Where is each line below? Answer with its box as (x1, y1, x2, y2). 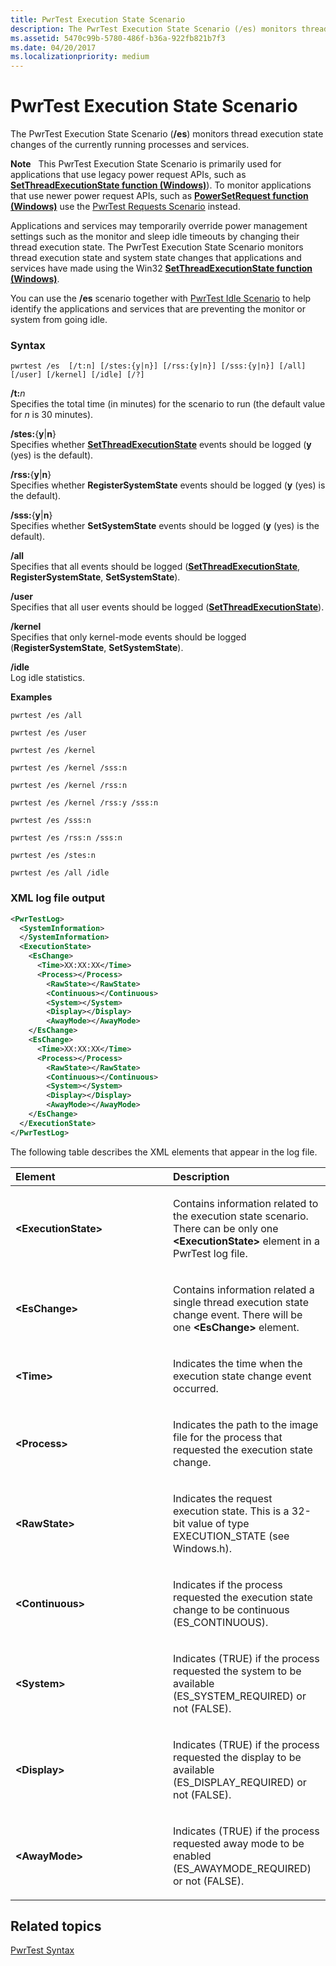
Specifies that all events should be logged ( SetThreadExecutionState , (10, 561, 301, 573)
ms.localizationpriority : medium (10, 52, 150, 62)
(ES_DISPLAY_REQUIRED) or (173, 1775, 307, 1789)
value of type (187, 1516, 250, 1530)
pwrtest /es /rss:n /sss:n (10, 833, 123, 843)
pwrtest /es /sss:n (10, 816, 92, 826)
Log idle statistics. (10, 672, 85, 684)
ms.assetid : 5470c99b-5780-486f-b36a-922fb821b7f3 (10, 33, 226, 43)
